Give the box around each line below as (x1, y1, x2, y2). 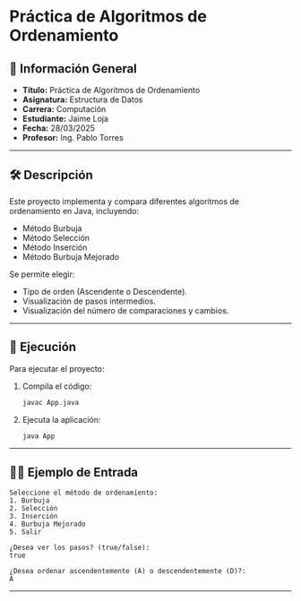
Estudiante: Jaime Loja (21, 114, 109, 124)
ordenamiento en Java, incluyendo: (9, 205, 140, 216)
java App (21, 432, 56, 441)
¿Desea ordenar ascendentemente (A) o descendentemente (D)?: (9, 567, 246, 576)
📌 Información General (9, 61, 137, 76)
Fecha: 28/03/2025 (21, 123, 96, 133)
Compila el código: (21, 381, 92, 391)
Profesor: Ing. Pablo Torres (21, 133, 124, 142)
